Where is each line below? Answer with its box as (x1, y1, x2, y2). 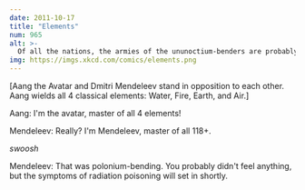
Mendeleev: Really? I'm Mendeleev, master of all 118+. (9, 125, 212, 136)
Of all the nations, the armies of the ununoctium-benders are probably (17, 47, 299, 56)
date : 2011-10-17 (9, 13, 75, 23)
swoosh (9, 143, 39, 154)
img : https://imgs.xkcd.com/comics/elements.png (9, 55, 197, 65)
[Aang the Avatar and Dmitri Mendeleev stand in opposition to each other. (9, 81, 284, 91)
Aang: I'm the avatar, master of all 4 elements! (9, 108, 182, 118)
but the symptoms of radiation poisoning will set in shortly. (9, 170, 229, 181)
